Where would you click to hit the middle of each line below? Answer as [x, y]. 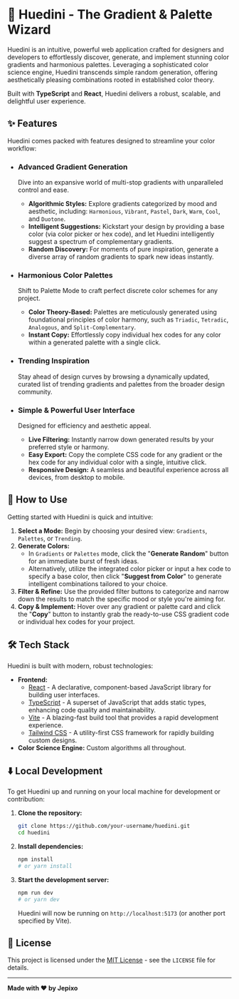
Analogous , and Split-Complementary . [82, 327]
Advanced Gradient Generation [73, 167]
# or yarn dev [38, 899]
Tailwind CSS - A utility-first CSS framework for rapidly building [121, 732]
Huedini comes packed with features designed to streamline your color [111, 140]
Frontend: [32, 680]
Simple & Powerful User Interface [76, 410]
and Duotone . [47, 219]
